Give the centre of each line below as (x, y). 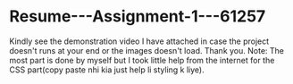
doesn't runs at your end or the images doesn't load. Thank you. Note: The (146, 50)
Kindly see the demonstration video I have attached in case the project (139, 41)
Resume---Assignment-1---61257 (138, 17)
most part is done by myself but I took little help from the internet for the (142, 60)
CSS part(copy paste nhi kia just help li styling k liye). (107, 70)
